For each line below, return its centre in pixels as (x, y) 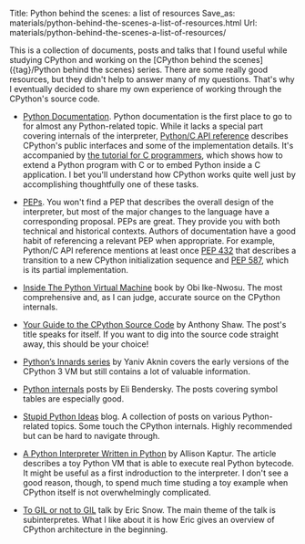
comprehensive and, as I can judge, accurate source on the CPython (151, 297)
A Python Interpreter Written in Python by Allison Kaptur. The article (149, 454)
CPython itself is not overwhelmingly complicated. (117, 492)
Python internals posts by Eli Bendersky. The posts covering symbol (150, 389)
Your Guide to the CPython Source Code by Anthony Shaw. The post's (154, 324)
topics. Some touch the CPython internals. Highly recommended (172, 426)
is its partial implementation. (76, 270)
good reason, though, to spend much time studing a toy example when (155, 482)
